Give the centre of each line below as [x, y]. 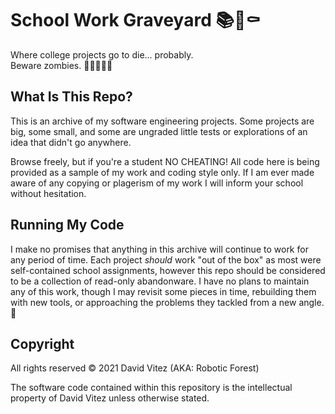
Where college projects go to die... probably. [102, 54]
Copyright [42, 343]
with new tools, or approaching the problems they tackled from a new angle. [167, 302]
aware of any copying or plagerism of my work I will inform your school [157, 183]
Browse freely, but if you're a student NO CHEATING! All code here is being [165, 161]
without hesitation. [48, 193]
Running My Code [67, 225]
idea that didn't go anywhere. [71, 142]
